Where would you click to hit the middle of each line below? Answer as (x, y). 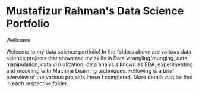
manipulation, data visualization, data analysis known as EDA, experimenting (99, 64)
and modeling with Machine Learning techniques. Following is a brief (90, 70)
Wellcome (18, 40)
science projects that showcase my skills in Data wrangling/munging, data (97, 58)
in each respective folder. (37, 83)
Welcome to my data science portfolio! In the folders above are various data (99, 51)
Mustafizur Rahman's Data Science (95, 11)
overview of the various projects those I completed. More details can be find (99, 77)
